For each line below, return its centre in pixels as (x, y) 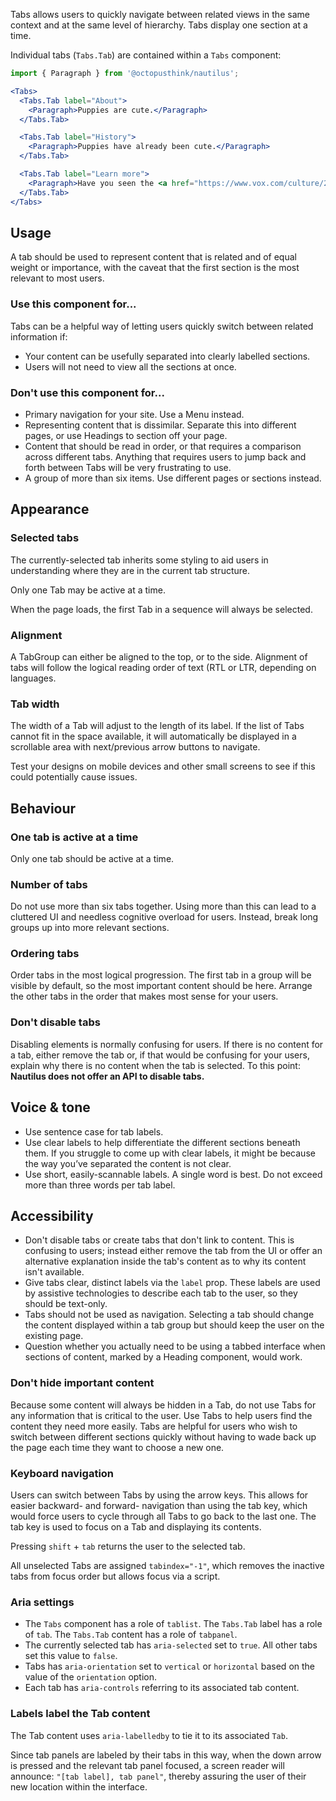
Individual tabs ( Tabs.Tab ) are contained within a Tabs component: (146, 55)
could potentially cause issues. (74, 777)
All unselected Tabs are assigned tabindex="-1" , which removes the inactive (167, 1565)
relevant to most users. (57, 278)
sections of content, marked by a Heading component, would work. (163, 1357)
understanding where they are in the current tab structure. (130, 570)
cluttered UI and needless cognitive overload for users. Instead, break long (164, 917)
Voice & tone (50, 1107)
